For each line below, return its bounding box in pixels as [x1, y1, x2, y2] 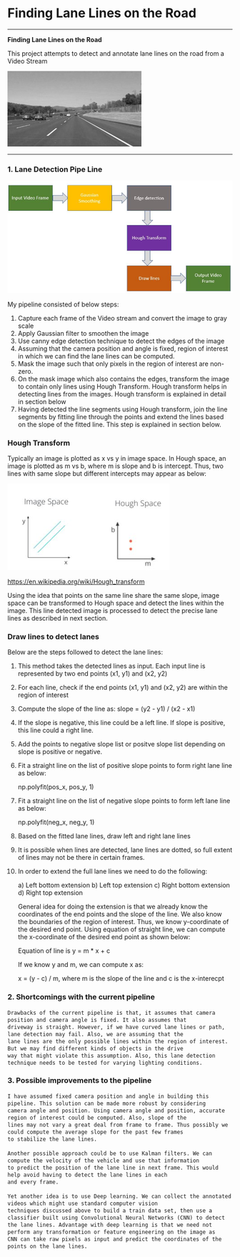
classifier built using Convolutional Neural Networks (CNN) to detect [7, 1214, 225, 1221]
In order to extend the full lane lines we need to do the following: [17, 867, 208, 876]
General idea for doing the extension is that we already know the [17, 902, 209, 911]
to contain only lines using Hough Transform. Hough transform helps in [17, 382, 227, 391]
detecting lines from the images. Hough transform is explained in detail [17, 389, 226, 398]
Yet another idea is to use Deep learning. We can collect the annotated [7, 1193, 232, 1200]
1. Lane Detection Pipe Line [7, 164, 103, 174]
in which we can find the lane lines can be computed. [17, 351, 175, 360]
